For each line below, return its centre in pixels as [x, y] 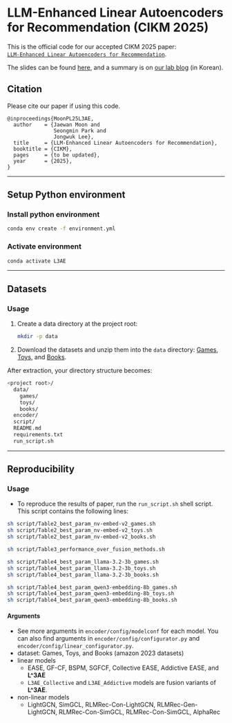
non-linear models [43, 697]
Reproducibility [41, 469]
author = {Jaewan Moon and [57, 125]
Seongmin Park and [80, 131]
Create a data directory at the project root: [77, 324]
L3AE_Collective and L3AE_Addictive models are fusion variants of [122, 683]
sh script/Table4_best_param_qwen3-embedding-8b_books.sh [92, 600]
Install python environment [54, 215]
